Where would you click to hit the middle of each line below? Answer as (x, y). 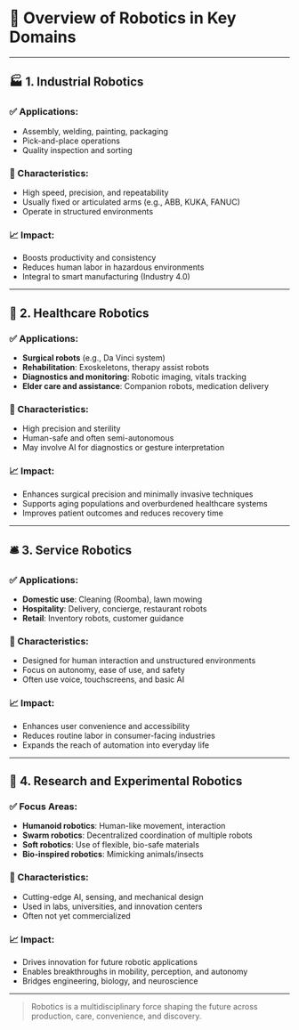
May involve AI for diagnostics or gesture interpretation (123, 448)
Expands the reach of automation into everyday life (116, 745)
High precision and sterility (71, 429)
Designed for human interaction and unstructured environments (139, 661)
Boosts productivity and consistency (89, 258)
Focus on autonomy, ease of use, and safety (103, 670)
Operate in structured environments (88, 211)
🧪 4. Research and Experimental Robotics (126, 781)
